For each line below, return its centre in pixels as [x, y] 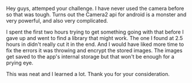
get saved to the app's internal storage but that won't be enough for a [90, 57]
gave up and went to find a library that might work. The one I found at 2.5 [95, 38]
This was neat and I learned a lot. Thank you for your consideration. [88, 74]
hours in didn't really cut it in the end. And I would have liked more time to [95, 44]
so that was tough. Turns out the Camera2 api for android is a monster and [96, 15]
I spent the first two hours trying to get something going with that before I [95, 32]
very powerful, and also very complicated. [57, 21]
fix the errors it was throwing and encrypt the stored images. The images [95, 50]
